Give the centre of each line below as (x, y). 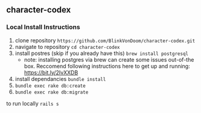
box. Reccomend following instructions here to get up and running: (107, 66)
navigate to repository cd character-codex (67, 47)
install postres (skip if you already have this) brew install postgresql (102, 53)
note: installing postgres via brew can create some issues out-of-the (109, 59)
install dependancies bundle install (60, 79)
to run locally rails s (33, 103)
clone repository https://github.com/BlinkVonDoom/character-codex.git (105, 40)
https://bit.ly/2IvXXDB (51, 73)
